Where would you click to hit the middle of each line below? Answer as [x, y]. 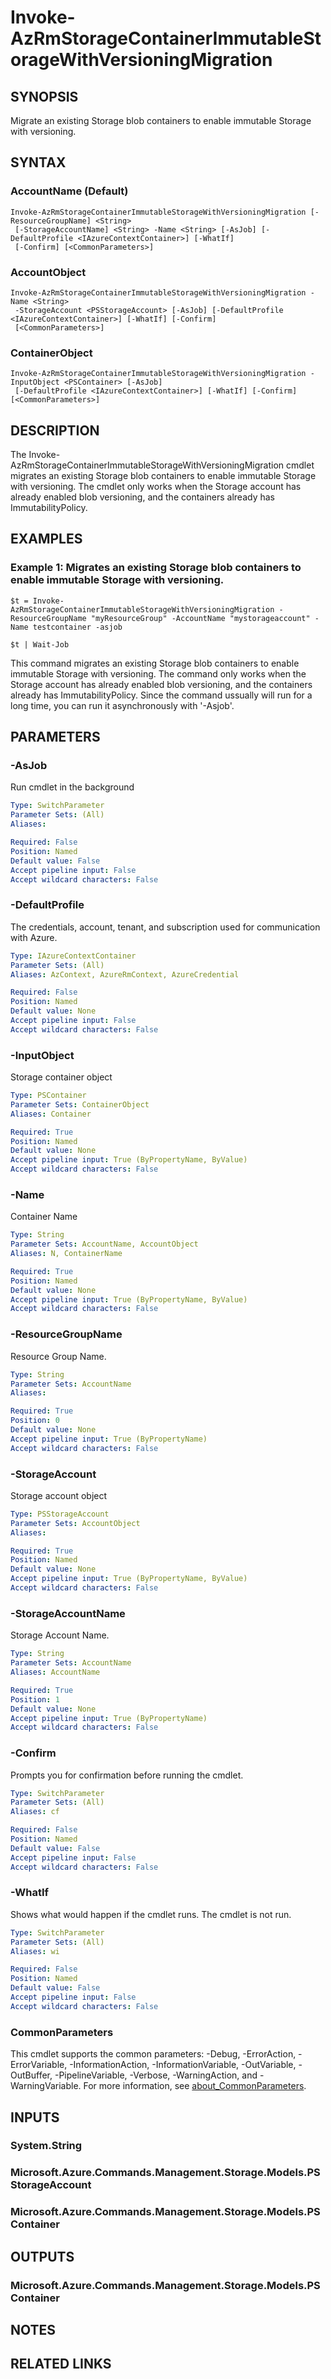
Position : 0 [35, 1421]
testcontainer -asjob [77, 627]
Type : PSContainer [48, 1096]
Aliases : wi [35, 1951]
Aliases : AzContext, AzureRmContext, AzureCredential [125, 974]
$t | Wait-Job [40, 644]
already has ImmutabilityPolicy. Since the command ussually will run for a [161, 695]
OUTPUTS [42, 2256]
